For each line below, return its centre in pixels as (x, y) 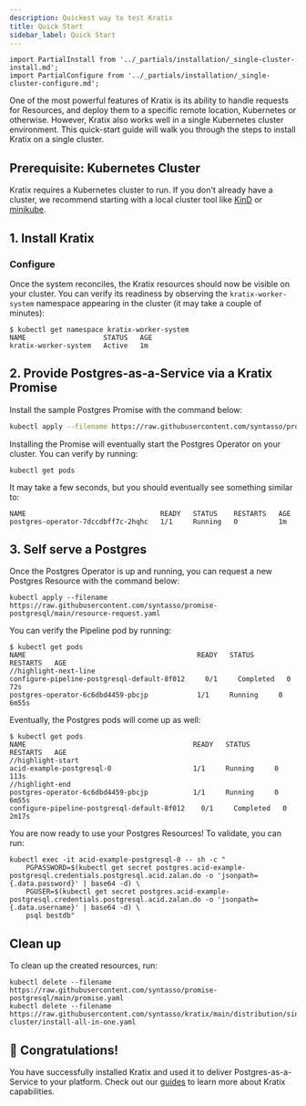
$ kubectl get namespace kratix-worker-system (99, 329)
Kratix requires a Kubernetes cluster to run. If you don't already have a (141, 190)
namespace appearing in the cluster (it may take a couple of (149, 303)
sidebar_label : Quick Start (63, 35)
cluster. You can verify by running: (74, 453)
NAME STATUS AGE (81, 337)
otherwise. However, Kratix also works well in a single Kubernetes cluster (147, 120)
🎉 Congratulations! (64, 1050)
